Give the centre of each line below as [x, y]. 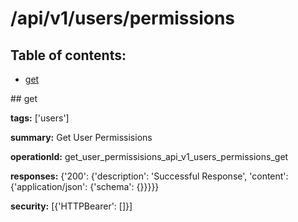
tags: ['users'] [40, 118]
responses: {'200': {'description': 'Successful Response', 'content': [149, 176]
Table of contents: [68, 55]
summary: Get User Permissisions [81, 137]
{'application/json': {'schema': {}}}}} [85, 186]
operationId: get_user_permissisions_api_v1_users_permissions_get [149, 156]
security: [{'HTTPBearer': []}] [71, 206]
